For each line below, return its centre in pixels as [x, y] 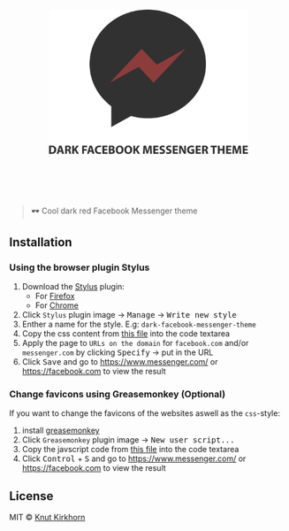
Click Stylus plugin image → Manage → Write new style [129, 315]
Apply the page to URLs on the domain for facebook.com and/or [135, 343]
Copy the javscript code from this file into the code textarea [130, 450]
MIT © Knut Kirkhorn [47, 518]
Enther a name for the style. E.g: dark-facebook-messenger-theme [139, 324]
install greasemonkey [61, 431]
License [31, 496]
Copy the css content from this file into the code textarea [126, 334]
